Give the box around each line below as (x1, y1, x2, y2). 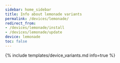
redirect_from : (5, 21, 36, 26)
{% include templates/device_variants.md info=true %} (5, 52, 116, 58)
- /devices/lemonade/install (5, 25, 65, 30)
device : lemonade (5, 35, 41, 40)
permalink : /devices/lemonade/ (5, 16, 69, 21)
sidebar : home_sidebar (5, 7, 51, 12)
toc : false (5, 39, 27, 44)
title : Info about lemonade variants (5, 12, 82, 17)
